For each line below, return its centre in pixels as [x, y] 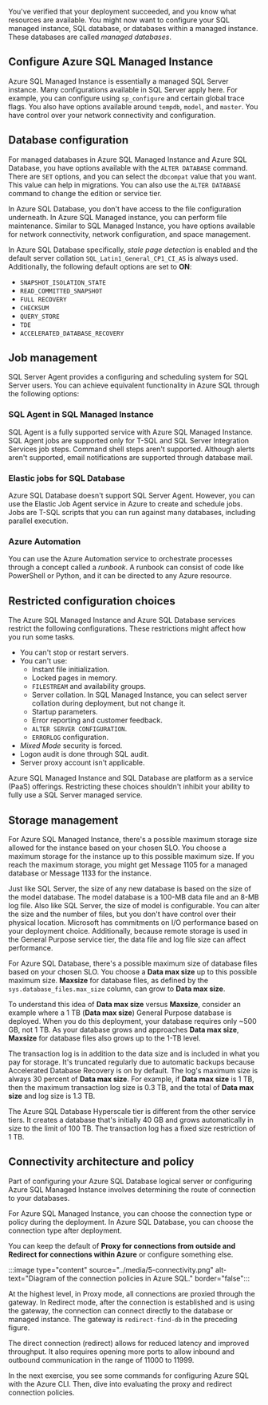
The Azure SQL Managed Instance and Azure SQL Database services [122, 620]
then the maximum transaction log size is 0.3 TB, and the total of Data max [131, 1087]
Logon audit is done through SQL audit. [84, 754]
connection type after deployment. [65, 1230]
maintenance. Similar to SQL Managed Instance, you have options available [132, 226]
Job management [53, 358]
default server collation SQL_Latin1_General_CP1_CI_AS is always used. [123, 258]
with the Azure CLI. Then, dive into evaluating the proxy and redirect [120, 1383]
